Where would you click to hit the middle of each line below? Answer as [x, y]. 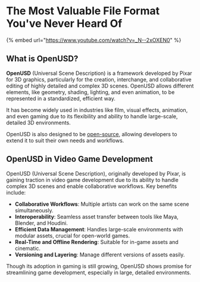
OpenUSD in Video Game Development [79, 159]
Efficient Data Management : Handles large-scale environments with [99, 229]
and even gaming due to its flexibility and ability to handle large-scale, [92, 116]
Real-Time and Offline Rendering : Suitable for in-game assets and [96, 242]
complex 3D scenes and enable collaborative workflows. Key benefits [92, 186]
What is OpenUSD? [42, 59]
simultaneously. [34, 210]
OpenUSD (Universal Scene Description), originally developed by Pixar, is [96, 173]
